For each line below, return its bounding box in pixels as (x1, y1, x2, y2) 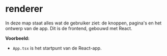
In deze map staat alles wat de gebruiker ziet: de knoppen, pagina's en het (5, 20, 162, 26)
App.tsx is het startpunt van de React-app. (12, 45, 102, 51)
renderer (5, 3, 43, 15)
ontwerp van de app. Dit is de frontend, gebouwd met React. (5, 25, 132, 31)
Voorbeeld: (5, 35, 30, 41)
